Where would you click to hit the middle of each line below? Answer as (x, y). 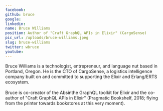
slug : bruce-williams (28, 42)
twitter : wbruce (22, 47)
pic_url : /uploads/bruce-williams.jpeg (47, 38)
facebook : (16, 10)
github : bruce (20, 14)
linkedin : (16, 24)
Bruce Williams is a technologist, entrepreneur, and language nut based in (81, 66)
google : (13, 19)
